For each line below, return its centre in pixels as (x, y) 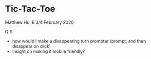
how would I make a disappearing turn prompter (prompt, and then (79, 41)
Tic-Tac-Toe (30, 9)
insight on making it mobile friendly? (48, 51)
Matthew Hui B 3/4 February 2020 (39, 22)
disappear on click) (31, 46)
